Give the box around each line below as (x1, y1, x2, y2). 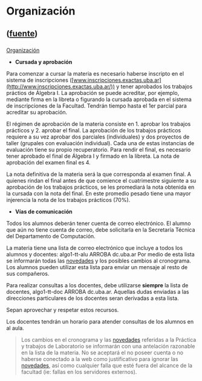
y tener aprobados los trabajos (116, 83, 193, 90)
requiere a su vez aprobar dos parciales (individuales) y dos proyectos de (6, 133, 190, 140)
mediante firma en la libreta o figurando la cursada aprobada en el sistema (6, 96, 192, 103)
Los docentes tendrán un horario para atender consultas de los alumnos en (6, 317, 194, 325)
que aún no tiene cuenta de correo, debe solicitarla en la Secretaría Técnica (6, 226, 195, 233)
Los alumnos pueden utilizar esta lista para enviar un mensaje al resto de (6, 263, 188, 270)
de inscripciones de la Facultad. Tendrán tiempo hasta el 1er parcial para (6, 102, 187, 109)
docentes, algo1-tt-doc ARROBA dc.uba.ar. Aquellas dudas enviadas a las (6, 288, 189, 295)
